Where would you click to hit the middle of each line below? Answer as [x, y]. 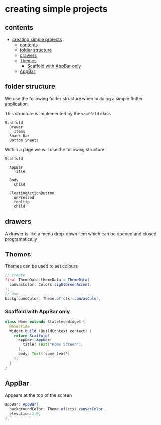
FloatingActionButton [32, 193]
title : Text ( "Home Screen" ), [53, 345]
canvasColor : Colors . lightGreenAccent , [51, 285]
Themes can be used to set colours [41, 266]
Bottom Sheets [24, 140]
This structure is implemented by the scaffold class [58, 113]
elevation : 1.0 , [25, 414]
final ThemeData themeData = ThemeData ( [48, 280]
